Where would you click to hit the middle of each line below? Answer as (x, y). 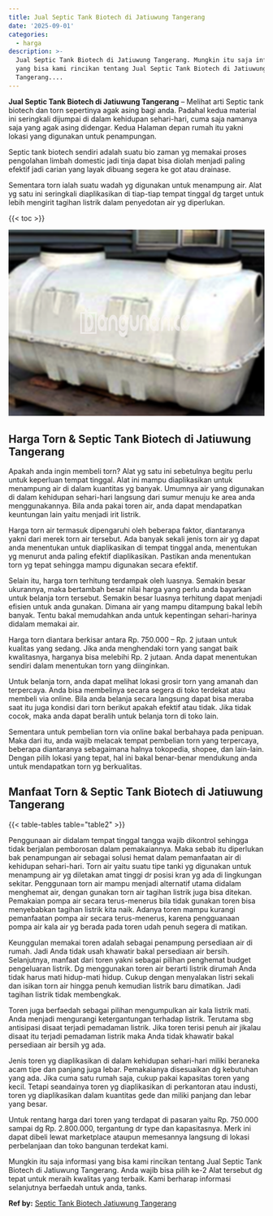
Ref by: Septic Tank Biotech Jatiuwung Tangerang (93, 1203)
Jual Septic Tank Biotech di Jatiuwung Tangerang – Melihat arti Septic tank (136, 101)
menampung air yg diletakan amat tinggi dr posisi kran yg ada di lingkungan (135, 875)
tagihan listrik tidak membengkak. (65, 994)
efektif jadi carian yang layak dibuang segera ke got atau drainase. (120, 169)
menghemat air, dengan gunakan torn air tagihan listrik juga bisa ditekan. (130, 892)
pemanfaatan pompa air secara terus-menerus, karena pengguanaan (124, 918)
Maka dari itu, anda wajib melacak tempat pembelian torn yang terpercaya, (134, 740)
